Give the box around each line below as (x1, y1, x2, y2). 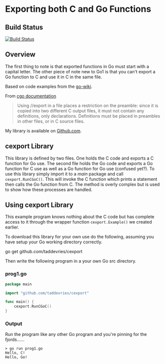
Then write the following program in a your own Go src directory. (5, 258, 136, 264)
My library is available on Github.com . (5, 128, 82, 133)
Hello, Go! (5, 355, 28, 360)
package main (5, 282, 32, 287)
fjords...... (5, 336, 25, 343)
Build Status (5, 23, 43, 32)
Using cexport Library (5, 201, 74, 209)
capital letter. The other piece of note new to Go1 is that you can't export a (5, 68, 156, 74)
